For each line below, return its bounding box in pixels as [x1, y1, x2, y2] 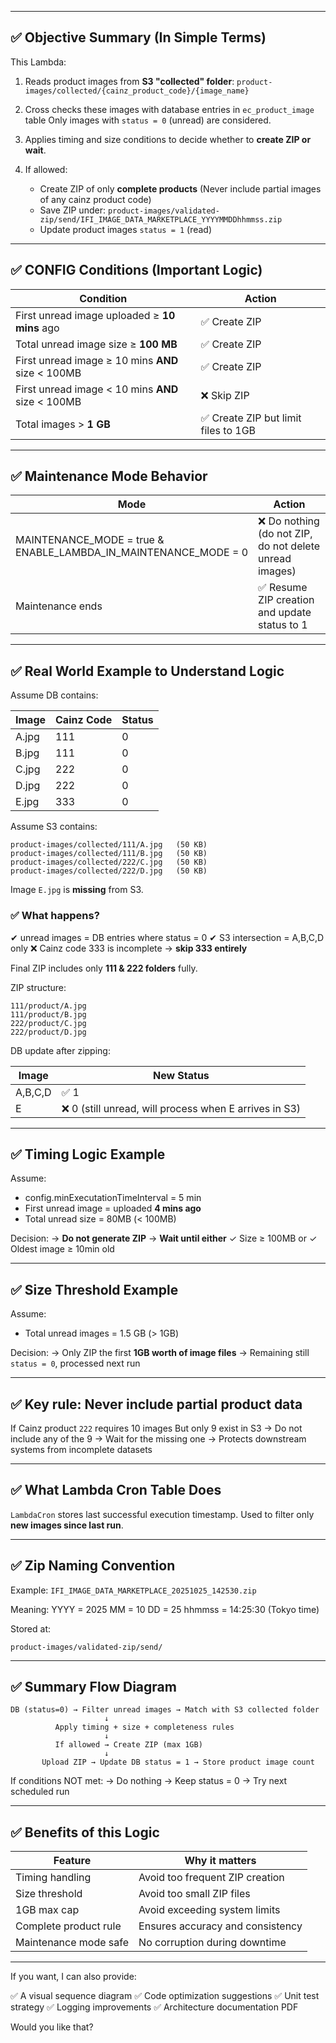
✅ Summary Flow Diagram [10, 1679, 177, 1695]
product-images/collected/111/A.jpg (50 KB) [10, 840, 208, 850]
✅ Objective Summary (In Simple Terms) [10, 29, 267, 46]
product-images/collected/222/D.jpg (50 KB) [10, 866, 208, 876]
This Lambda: [10, 56, 67, 68]
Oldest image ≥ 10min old [10, 1243, 115, 1255]
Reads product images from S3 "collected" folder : [24, 75, 235, 87]
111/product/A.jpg [10, 1001, 87, 1011]
